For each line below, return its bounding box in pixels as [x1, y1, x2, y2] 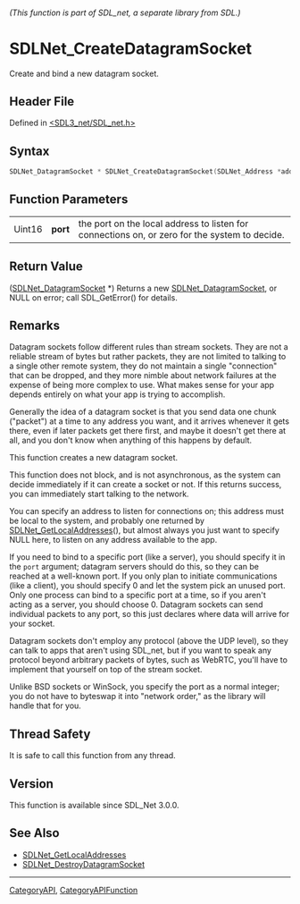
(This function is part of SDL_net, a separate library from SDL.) [9, 7, 241, 18]
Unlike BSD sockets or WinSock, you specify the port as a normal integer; [9, 681, 280, 692]
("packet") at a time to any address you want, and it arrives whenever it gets [9, 416, 290, 427]
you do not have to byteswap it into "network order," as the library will [9, 691, 266, 702]
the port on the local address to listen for [78, 217, 249, 230]
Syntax [9, 143, 50, 158]
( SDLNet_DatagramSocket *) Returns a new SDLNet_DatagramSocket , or [9, 283, 278, 293]
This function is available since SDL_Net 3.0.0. [9, 800, 179, 811]
